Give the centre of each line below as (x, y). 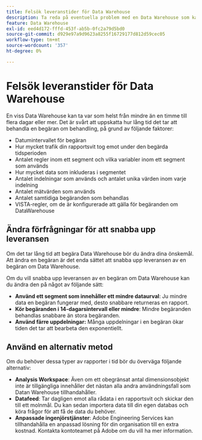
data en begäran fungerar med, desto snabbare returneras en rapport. (102, 303)
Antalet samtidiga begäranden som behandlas (72, 198)
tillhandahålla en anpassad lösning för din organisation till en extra (97, 424)
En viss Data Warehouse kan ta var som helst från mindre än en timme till (97, 116)
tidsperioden (31, 153)
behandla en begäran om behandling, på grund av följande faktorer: (90, 128)
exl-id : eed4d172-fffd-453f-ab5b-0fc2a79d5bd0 (66, 29)
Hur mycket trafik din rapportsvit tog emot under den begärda (91, 146)
